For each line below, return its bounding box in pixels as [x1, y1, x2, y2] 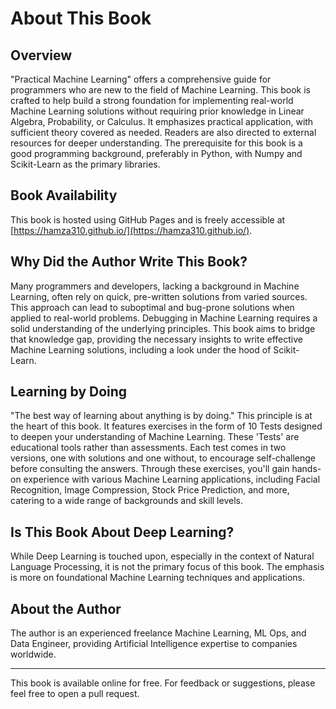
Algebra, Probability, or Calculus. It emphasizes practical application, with [10, 116, 314, 127]
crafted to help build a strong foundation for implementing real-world [10, 95, 294, 106]
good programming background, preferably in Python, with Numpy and [10, 148, 303, 159]
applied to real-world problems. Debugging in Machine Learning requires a [10, 312, 318, 324]
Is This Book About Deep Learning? [10, 523, 235, 541]
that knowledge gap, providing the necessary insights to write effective [10, 333, 303, 345]
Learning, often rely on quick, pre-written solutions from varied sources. [10, 290, 308, 302]
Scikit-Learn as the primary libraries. [10, 158, 161, 170]
